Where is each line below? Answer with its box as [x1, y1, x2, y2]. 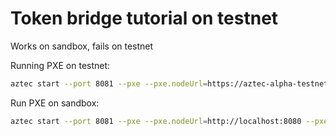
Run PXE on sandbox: [10, 97, 100, 109]
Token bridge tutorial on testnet [10, 7, 279, 30]
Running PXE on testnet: [10, 59, 111, 71]
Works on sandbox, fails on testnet [10, 40, 154, 52]
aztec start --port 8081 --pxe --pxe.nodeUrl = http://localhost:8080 [10, 116, 302, 126]
